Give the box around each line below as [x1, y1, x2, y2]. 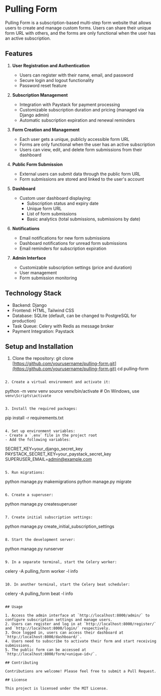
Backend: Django [12, 302, 47, 308]
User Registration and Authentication [12, 62, 90, 68]
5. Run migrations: [5, 470, 45, 475]
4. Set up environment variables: [5, 428, 76, 434]
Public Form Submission [12, 161, 63, 167]
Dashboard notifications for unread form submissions [19, 240, 127, 246]
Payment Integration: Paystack [12, 328, 74, 334]
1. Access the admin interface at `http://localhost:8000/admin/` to [5, 613, 150, 618]
